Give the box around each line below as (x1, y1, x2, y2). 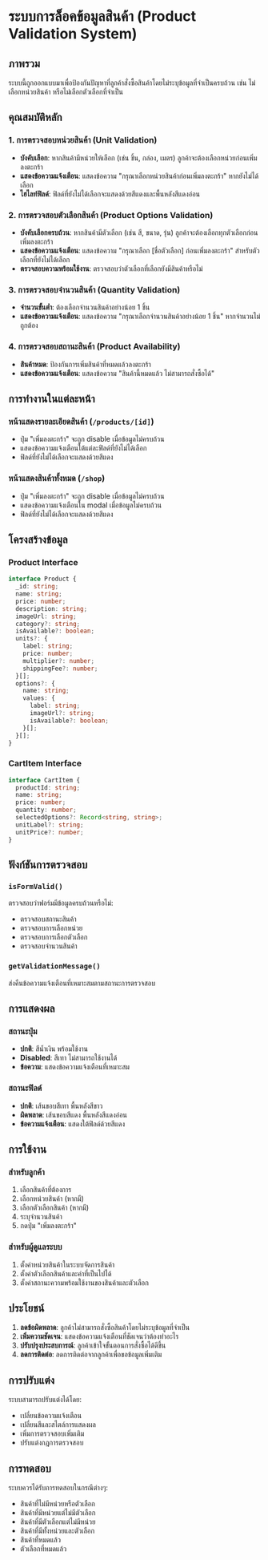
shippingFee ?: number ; (22, 665, 98, 673)
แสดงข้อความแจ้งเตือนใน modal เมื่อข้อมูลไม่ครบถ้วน (19, 500, 162, 510)
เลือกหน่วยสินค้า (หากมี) (19, 1194, 84, 1203)
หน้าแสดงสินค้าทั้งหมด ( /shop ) (8, 473, 106, 484)
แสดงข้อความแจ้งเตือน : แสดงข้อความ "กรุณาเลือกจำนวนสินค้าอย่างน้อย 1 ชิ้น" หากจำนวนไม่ (19, 312, 261, 321)
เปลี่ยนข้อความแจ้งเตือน (19, 1411, 82, 1421)
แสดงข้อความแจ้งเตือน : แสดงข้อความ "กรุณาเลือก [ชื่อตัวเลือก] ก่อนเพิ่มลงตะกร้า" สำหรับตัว (19, 245, 260, 255)
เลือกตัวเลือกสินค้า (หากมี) (19, 1202, 90, 1213)
